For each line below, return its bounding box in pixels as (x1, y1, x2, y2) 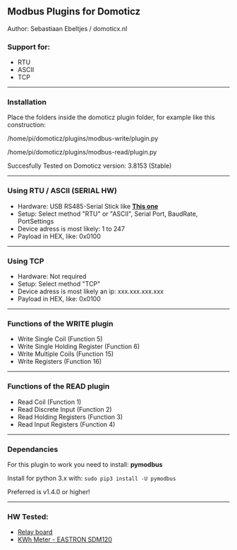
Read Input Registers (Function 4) (17, 420, 116, 429)
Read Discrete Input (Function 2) (17, 405, 112, 413)
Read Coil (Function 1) (17, 398, 82, 406)
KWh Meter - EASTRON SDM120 (17, 535, 113, 544)
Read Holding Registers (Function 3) (17, 412, 123, 421)
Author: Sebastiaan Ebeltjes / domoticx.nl (7, 24, 128, 32)
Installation (7, 97, 47, 107)
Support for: (7, 42, 51, 51)
